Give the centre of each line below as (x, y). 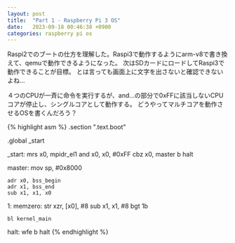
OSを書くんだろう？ (48, 113)
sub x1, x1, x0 (29, 193)
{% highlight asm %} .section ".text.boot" (67, 127)
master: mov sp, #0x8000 (45, 168)
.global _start (26, 140)
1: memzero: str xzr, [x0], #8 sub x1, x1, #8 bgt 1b (78, 206)
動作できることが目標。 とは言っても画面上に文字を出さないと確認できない (115, 72)
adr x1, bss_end (31, 187)
